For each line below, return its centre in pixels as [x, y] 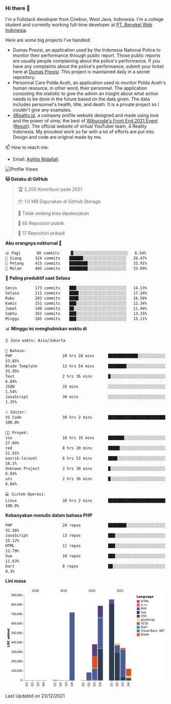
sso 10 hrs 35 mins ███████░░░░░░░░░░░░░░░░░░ [86, 438]
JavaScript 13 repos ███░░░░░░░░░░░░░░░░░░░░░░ [86, 536]
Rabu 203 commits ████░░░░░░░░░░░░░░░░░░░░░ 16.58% [76, 298]
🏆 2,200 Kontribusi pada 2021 [50, 190]
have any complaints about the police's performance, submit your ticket [88, 67]
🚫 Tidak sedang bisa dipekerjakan [53, 213]
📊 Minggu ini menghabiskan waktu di [46, 329]
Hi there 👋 [18, 8]
